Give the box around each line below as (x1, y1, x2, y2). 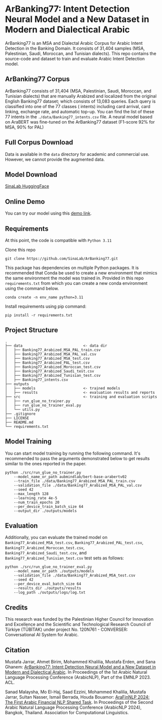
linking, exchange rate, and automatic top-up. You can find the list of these (5, 109, 154, 114)
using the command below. (5, 286, 59, 291)
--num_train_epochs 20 (14, 500, 60, 505)
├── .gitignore (5, 411, 36, 416)
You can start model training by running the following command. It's (5, 450, 141, 456)
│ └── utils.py (5, 407, 40, 412)
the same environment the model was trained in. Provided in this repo (5, 275, 144, 281)
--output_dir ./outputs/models (14, 508, 77, 513)
